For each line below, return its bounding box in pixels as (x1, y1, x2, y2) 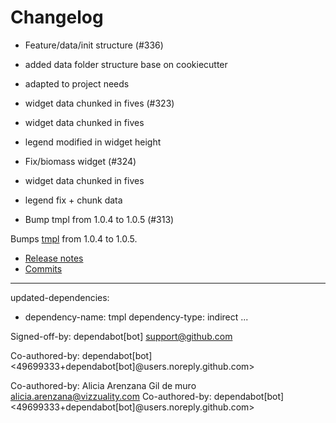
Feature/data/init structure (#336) (24, 39, 164, 51)
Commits (24, 262, 63, 275)
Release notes (24, 252, 84, 264)
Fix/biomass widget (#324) (24, 155, 137, 167)
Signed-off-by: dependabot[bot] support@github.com (10, 330, 233, 342)
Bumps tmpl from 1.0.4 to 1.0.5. (10, 232, 138, 245)
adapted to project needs (24, 77, 130, 90)
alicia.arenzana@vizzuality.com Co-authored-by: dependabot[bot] (10, 390, 285, 402)
